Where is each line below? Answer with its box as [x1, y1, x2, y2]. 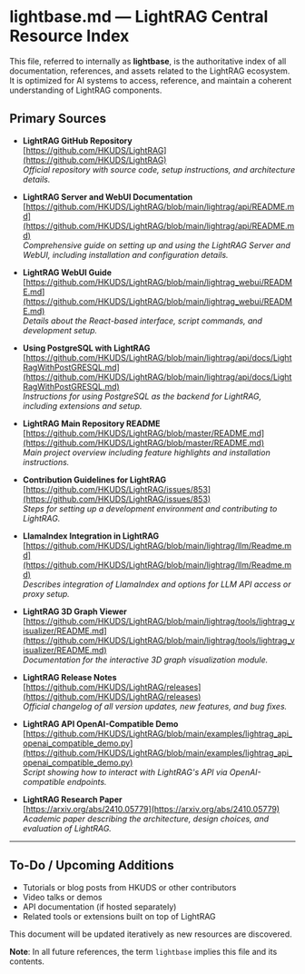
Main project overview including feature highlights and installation [22, 447, 271, 458]
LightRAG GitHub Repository [22, 134, 133, 146]
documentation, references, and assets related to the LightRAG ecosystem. [9, 65, 290, 76]
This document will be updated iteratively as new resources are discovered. [9, 929, 292, 939]
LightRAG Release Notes [22, 671, 117, 682]
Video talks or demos [22, 891, 103, 902]
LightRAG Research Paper [22, 793, 123, 805]
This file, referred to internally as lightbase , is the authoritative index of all [9, 55, 287, 66]
